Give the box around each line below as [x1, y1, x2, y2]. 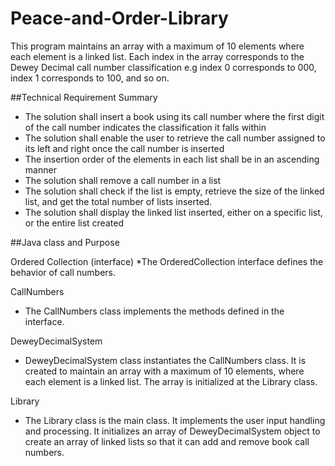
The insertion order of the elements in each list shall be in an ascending [24, 153, 320, 165]
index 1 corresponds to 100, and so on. [10, 72, 170, 84]
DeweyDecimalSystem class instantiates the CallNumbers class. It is [24, 354, 307, 366]
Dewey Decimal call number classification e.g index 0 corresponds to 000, [10, 61, 317, 73]
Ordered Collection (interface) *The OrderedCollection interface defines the [10, 255, 324, 267]
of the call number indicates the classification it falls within [24, 121, 267, 133]
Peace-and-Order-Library [10, 7, 229, 30]
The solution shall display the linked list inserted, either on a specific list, [24, 206, 323, 218]
